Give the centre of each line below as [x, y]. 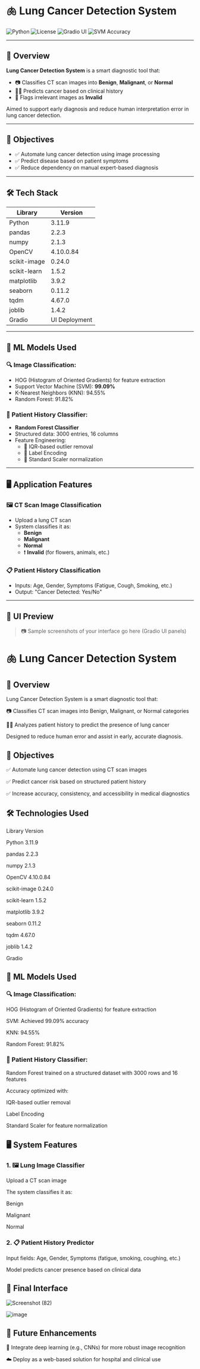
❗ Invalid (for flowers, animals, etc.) [67, 552]
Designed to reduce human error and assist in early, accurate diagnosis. [95, 736]
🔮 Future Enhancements [51, 1333]
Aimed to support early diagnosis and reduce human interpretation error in [98, 109]
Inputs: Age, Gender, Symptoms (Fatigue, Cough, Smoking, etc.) [93, 586]
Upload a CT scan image [37, 1181]
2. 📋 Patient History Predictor [50, 1243]
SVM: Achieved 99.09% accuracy [48, 1021]
